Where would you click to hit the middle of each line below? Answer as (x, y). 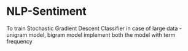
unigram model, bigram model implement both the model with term (91, 34)
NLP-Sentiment (47, 11)
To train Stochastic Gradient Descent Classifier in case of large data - (94, 28)
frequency (19, 41)
